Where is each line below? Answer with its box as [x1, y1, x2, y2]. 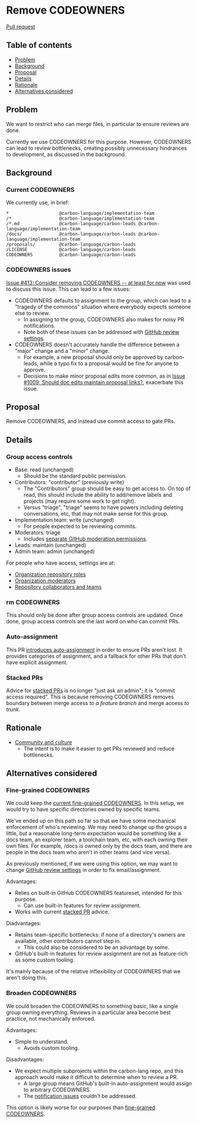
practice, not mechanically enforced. [6, 1015, 96, 1022]
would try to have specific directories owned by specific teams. [6, 806, 161, 813]
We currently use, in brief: [6, 199, 70, 206]
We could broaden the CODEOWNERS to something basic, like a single [6, 1002, 178, 1009]
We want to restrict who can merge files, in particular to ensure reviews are [6, 120, 189, 127]
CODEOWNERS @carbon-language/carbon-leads [6, 252, 136, 258]
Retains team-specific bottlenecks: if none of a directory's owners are [14, 931, 186, 938]
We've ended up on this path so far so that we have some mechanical [6, 818, 176, 825]
